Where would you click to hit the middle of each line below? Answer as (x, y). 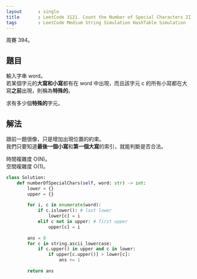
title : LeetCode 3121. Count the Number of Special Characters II (99, 17)
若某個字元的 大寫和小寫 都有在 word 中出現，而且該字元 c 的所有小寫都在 (94, 83)
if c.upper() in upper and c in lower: (86, 249)
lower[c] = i (64, 216)
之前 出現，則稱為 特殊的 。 (42, 91)
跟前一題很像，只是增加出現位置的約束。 (55, 139)
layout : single (33, 12)
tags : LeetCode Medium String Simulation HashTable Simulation (96, 22)
